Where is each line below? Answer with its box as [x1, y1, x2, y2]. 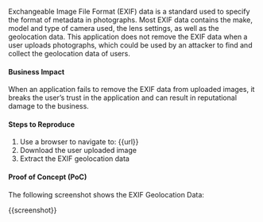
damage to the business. [8, 101, 89, 111]
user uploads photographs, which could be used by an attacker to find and [8, 40, 253, 50]
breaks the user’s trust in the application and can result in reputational [8, 93, 237, 102]
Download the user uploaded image [19, 146, 137, 155]
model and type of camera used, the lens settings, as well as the [8, 24, 220, 33]
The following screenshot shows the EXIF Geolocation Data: [8, 189, 205, 199]
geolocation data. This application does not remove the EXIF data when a [8, 32, 248, 41]
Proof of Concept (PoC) [8, 172, 87, 182]
